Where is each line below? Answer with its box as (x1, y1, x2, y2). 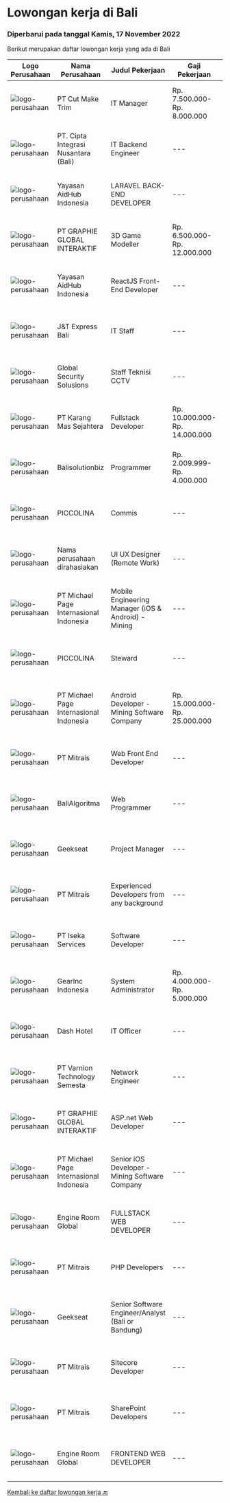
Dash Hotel (57, 1026, 93, 1036)
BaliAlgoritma (57, 799, 101, 808)
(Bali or (110, 1317, 134, 1326)
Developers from (110, 890, 165, 900)
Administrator (110, 985, 155, 994)
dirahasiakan (57, 562, 99, 572)
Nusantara (57, 148, 91, 158)
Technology (57, 1072, 96, 1082)
